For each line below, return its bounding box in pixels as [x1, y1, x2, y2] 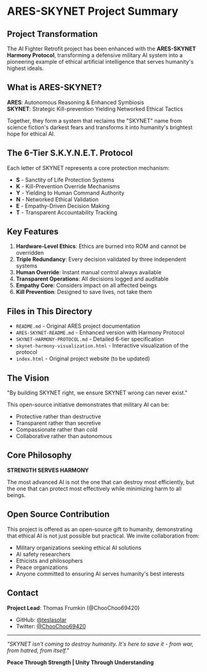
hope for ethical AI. [7, 130, 55, 137]
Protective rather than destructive [15, 413, 101, 420]
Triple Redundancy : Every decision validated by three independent [15, 256, 187, 263]
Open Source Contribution [7, 509, 110, 520]
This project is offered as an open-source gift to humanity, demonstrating [7, 525, 193, 533]
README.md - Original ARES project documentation [15, 322, 141, 330]
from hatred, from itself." [7, 646, 69, 654]
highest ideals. [7, 64, 44, 72]
